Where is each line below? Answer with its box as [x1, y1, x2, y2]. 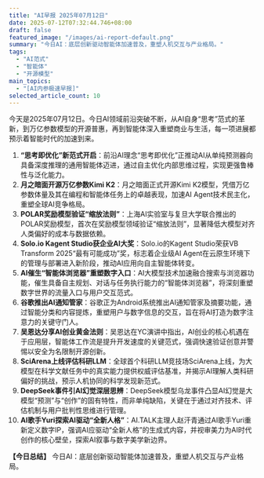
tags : [9, 48, 27, 56]
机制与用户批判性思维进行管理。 [27, 406, 131, 415]
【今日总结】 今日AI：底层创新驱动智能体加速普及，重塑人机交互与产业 [9, 452, 237, 462]
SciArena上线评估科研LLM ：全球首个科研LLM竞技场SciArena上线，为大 [20, 356, 253, 366]
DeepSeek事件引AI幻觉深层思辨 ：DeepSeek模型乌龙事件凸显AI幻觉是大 [20, 386, 253, 396]
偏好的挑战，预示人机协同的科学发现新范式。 [20, 376, 165, 385]
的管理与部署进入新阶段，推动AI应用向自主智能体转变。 [20, 258, 199, 268]
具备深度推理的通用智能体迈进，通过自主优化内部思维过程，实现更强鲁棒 [20, 160, 254, 170]
